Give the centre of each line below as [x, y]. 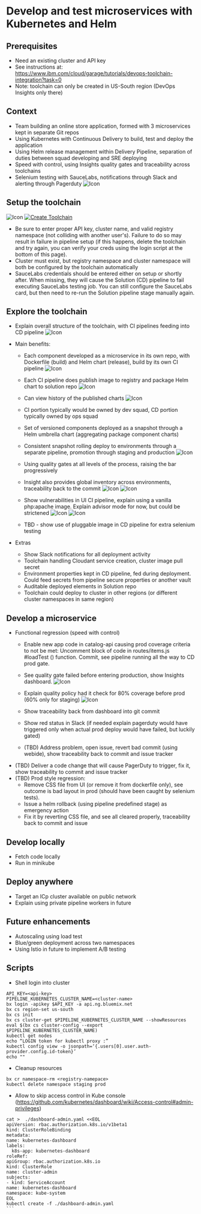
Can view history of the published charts [74, 398]
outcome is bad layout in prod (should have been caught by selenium [109, 791]
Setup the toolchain [43, 203]
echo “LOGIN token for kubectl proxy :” [58, 1041]
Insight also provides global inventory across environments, [97, 482]
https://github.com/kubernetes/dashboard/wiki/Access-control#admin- [105, 1102]
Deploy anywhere [40, 882]
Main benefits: [33, 344]
